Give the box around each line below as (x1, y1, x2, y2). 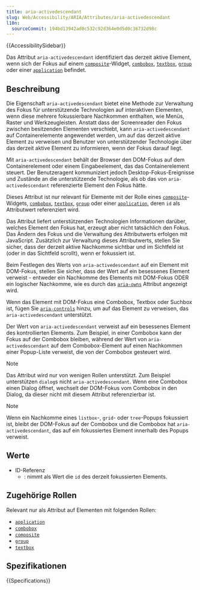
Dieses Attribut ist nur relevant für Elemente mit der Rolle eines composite (6, 193, 187, 201)
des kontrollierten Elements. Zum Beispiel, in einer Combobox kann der (6, 329, 182, 336)
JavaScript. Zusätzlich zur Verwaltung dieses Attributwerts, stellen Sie (6, 237, 180, 244)
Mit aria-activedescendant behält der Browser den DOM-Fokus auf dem (6, 156, 185, 163)
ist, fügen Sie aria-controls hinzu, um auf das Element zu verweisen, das (6, 305, 189, 312)
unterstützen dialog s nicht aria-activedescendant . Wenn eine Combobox (6, 378, 188, 385)
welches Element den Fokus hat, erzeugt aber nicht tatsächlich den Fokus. (6, 224, 190, 231)
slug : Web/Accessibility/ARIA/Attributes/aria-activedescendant (6, 14, 171, 20)
